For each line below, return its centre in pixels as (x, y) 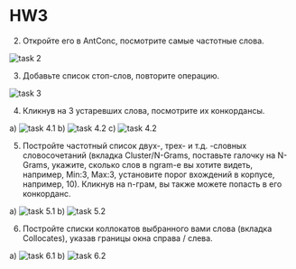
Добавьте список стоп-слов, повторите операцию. (121, 75)
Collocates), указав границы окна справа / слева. (118, 238)
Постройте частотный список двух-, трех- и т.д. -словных (134, 145)
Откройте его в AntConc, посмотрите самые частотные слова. (143, 41)
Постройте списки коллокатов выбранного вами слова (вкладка (147, 228)
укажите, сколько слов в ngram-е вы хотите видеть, (152, 164)
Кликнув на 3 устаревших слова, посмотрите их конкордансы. (143, 110)
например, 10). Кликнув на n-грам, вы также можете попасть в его (152, 184)
